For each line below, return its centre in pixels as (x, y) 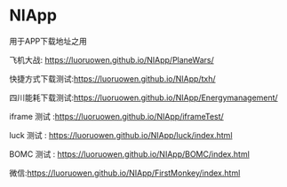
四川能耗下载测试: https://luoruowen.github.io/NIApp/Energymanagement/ (143, 97)
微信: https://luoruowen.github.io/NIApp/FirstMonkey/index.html (125, 173)
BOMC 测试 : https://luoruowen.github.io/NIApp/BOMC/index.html (130, 154)
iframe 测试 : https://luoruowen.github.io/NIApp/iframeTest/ (116, 116)
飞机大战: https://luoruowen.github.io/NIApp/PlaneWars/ (112, 59)
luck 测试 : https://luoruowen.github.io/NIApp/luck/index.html (121, 135)
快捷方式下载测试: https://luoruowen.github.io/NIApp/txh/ (112, 78)
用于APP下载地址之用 (48, 41)
